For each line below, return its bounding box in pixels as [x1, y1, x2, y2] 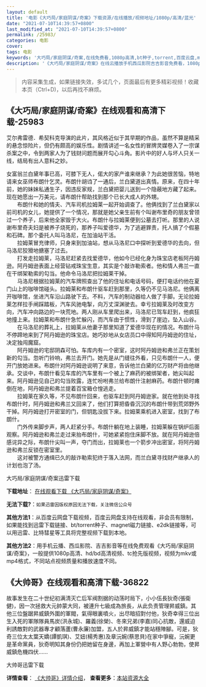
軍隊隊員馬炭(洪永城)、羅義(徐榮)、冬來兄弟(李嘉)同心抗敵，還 [27, 618, 185, 625]
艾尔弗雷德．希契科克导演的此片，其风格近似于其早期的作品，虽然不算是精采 [6, 134, 200, 142]
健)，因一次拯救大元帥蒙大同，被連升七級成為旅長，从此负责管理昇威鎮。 [6, 602, 191, 610]
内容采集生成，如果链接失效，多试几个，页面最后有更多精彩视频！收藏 [21, 78, 199, 85]
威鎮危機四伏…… [6, 648, 48, 656]
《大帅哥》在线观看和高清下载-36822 [6, 577, 149, 588]
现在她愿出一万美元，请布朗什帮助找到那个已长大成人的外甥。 [6, 193, 162, 201]
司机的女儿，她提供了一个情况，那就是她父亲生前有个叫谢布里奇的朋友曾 [11, 209, 194, 216]
